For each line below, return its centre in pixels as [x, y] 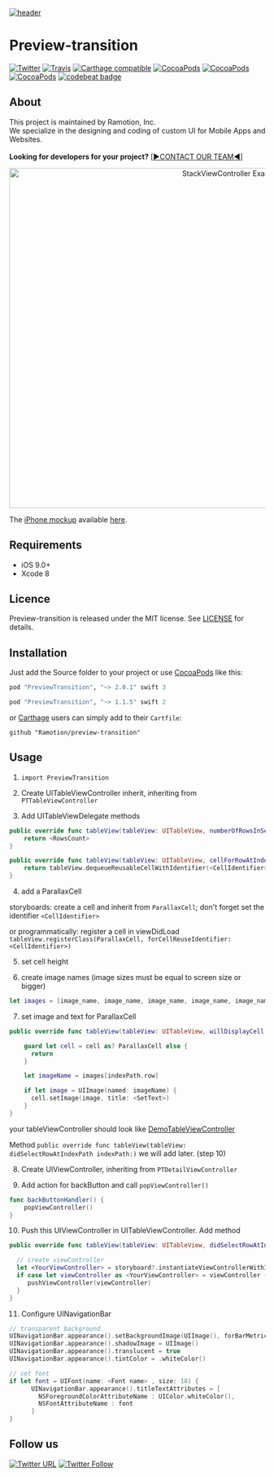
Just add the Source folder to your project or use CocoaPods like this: [126, 673]
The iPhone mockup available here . [68, 519]
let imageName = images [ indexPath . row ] [91, 1076]
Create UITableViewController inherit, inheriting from [109, 793]
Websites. [26, 139]
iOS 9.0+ [36, 564]
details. [22, 627]
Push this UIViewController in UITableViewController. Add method [130, 1231]
